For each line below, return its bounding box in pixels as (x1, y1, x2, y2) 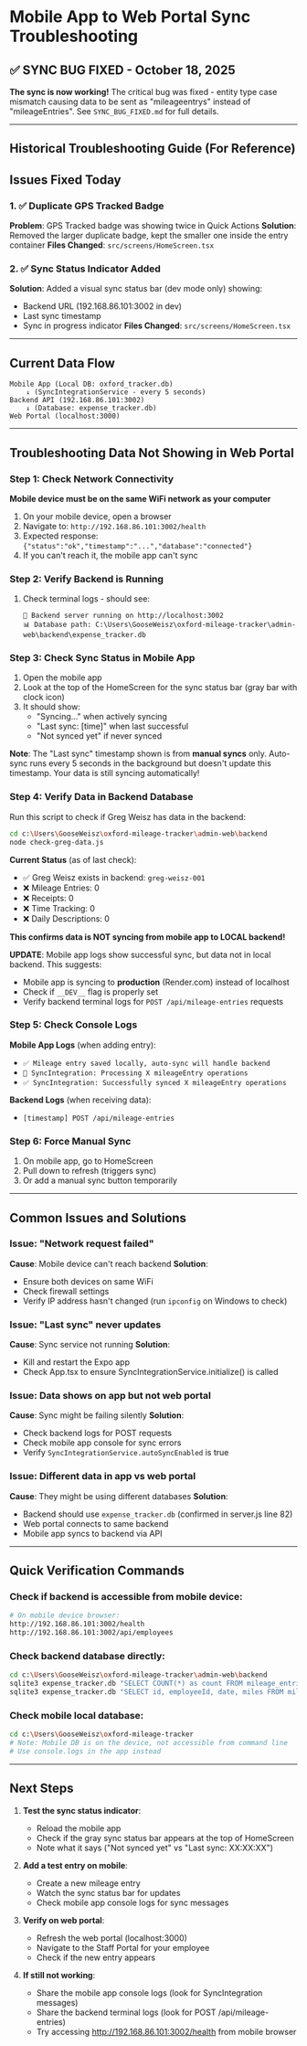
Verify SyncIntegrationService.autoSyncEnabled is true (22, 1447, 229, 1458)
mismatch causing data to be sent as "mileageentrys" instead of (9, 96, 251, 107)
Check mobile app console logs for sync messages (36, 1897, 229, 1908)
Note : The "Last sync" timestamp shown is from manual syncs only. (9, 748, 268, 760)
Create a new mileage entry (36, 1877, 142, 1889)
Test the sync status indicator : (22, 1805, 142, 1816)
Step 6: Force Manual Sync (9, 1135, 132, 1147)
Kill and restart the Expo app (22, 1357, 131, 1368)
